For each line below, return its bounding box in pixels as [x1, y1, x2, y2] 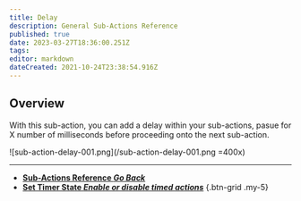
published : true [9, 29, 70, 38]
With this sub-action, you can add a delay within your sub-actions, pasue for [9, 120, 292, 130]
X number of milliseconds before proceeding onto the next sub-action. [9, 129, 270, 139]
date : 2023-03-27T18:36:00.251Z [9, 38, 130, 47]
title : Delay [9, 13, 58, 22]
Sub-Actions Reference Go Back [21, 172, 146, 183]
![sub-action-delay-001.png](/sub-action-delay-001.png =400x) [9, 147, 245, 157]
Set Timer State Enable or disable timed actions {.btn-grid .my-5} [21, 181, 269, 192]
